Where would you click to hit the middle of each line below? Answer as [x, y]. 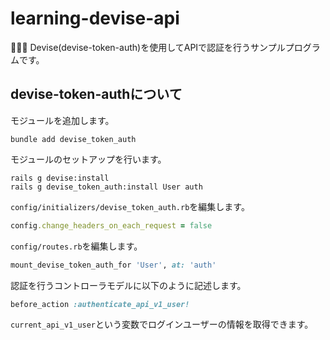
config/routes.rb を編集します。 [76, 246]
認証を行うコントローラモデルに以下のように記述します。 [128, 285]
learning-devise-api [95, 18]
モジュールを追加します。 [62, 120]
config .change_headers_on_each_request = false [111, 225]
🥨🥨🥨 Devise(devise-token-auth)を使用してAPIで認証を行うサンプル [148, 47]
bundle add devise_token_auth [73, 139]
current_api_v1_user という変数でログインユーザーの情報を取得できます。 [162, 324]
